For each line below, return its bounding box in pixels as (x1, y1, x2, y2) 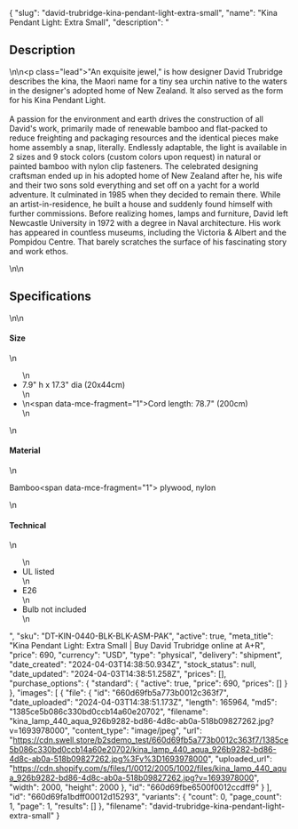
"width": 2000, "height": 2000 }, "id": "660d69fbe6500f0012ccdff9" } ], (9, 782, 272, 793)
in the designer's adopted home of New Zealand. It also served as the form (9, 85, 284, 96)
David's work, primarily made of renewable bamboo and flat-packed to (9, 123, 268, 133)
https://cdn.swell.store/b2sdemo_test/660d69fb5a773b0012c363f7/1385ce (12, 735, 289, 745)
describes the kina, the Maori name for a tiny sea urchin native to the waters (9, 76, 288, 86)
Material (9, 445, 41, 456)
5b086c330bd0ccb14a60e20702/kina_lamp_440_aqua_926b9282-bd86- (9, 744, 277, 755)
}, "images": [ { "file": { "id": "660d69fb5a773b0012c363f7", (9, 688, 229, 698)
